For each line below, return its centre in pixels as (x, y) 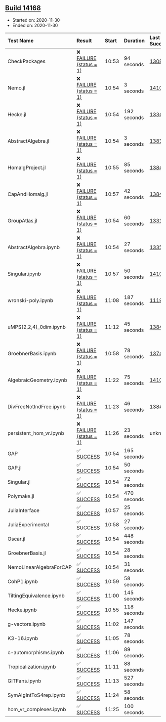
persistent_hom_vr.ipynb (36, 433)
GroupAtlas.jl (22, 220)
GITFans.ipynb (24, 680)
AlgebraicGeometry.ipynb (38, 380)
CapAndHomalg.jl (28, 194)
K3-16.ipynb (23, 638)
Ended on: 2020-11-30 (35, 25)
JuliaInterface (23, 510)
